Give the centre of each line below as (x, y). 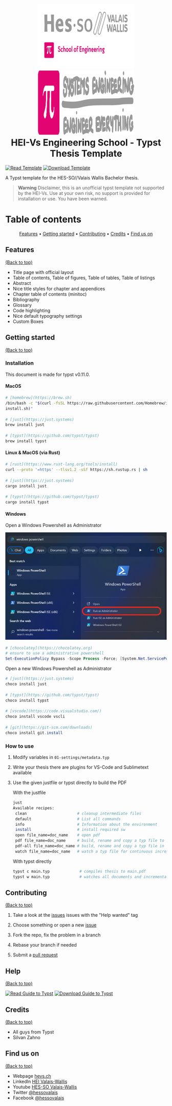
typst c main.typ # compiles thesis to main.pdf (79, 871)
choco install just (26, 684)
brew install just (25, 425)
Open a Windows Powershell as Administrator (53, 525)
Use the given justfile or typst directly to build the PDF (70, 783)
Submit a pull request (35, 955)
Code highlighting (31, 310)
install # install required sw (70, 830)
